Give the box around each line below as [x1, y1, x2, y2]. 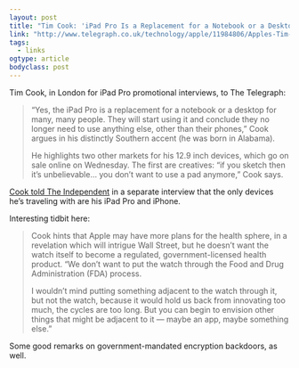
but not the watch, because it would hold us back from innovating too [30, 295, 287, 306]
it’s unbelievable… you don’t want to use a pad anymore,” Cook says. [30, 168, 284, 179]
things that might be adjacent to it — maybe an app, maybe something [30, 314, 289, 324]
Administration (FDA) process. [30, 268, 142, 279]
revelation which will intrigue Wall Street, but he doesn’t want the [30, 240, 270, 250]
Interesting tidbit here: [9, 213, 91, 224]
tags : [9, 37, 29, 47]
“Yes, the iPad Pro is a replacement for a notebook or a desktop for [30, 104, 278, 115]
